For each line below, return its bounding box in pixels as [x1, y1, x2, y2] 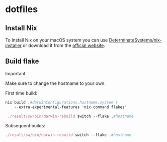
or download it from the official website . [22, 42, 106, 49]
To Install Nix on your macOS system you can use [5, 37, 108, 43]
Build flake [5, 57, 39, 66]
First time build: [5, 90, 38, 96]
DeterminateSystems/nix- [109, 37, 162, 43]
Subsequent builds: [5, 123, 45, 129]
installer [5, 42, 22, 49]
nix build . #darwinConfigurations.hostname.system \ [5, 100, 118, 105]
